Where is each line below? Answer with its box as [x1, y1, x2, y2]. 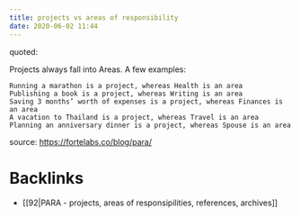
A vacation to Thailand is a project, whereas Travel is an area [9, 113, 259, 122]
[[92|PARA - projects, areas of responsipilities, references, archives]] [22, 197, 278, 208]
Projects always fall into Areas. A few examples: [9, 64, 187, 75]
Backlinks [9, 167, 84, 188]
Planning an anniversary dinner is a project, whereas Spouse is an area [9, 121, 292, 130]
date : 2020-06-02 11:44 [9, 22, 99, 31]
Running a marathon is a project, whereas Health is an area [9, 81, 243, 90]
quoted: [9, 46, 39, 57]
